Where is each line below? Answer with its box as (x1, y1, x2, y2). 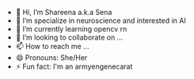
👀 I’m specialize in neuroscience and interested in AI (15, 16, 186, 25)
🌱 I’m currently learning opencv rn (15, 24, 127, 33)
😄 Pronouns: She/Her (15, 53, 88, 62)
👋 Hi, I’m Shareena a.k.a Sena (15, 8, 112, 17)
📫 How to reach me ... (15, 42, 89, 51)
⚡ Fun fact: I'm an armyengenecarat (15, 62, 133, 71)
